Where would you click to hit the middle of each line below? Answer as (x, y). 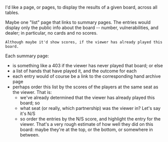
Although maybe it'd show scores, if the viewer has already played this (84, 42)
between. (30, 135)
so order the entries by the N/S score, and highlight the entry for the (90, 119)
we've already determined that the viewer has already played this (87, 98)
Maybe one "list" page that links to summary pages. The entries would (78, 22)
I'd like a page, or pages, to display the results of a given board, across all (81, 7)
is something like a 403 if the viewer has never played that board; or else (88, 65)
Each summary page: (27, 56)
